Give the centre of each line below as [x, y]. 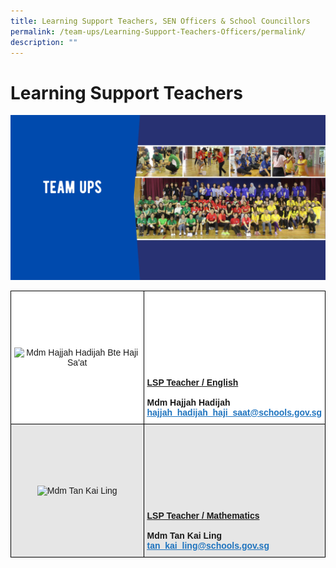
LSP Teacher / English [192, 382]
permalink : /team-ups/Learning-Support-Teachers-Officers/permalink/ [158, 31]
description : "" [44, 42]
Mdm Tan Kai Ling [184, 535]
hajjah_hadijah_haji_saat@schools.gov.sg [234, 412]
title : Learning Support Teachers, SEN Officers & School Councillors [160, 21]
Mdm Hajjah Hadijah [188, 402]
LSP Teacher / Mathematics [203, 515]
